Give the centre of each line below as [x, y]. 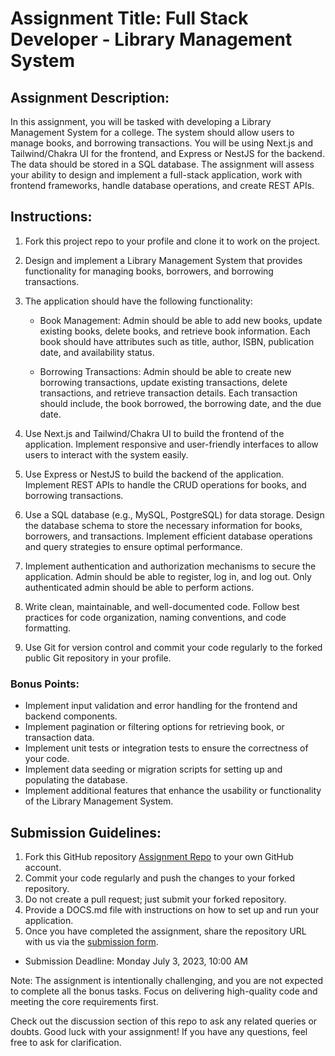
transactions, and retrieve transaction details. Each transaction [168, 393]
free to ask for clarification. [66, 1042]
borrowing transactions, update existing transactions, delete [163, 382]
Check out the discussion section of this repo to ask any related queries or [164, 1021]
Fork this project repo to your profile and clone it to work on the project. [172, 241]
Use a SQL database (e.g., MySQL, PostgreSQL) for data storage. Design [174, 514]
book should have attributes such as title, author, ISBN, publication [177, 341]
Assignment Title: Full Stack [129, 18]
